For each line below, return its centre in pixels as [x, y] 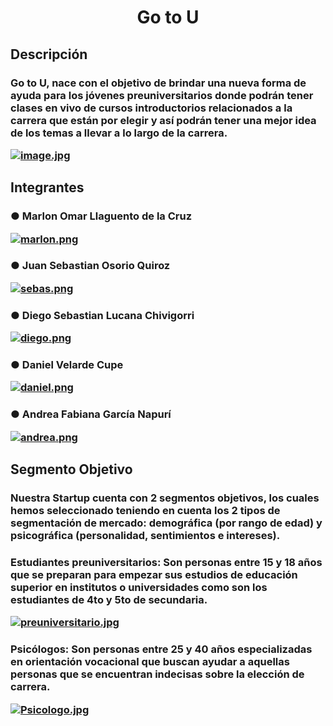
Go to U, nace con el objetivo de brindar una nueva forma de [158, 83]
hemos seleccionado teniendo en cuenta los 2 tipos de [145, 511]
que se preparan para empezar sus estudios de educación [154, 574]
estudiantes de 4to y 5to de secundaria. [109, 599]
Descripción [49, 54]
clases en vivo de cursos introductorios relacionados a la [151, 108]
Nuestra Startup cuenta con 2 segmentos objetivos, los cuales [165, 498]
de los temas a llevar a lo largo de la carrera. [119, 133]
